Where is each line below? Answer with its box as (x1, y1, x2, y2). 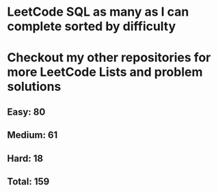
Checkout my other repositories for (7, 50, 211, 66)
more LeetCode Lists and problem (7, 64, 203, 80)
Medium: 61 (7, 129, 58, 141)
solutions (7, 79, 62, 94)
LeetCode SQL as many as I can (7, 4, 189, 20)
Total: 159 (7, 176, 50, 187)
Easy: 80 (7, 106, 46, 118)
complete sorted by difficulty (7, 18, 176, 34)
